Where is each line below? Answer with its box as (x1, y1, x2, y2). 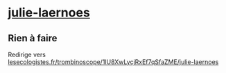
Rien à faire (8, 32, 58, 44)
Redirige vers (8, 50, 46, 59)
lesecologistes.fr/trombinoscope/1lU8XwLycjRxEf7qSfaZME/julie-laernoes (8, 58, 219, 66)
